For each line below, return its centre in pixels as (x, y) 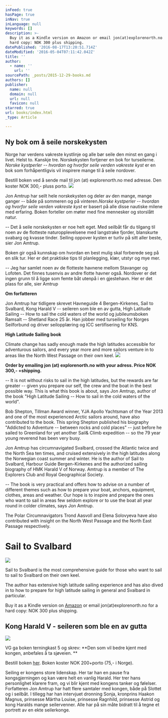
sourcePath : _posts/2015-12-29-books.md (48, 75)
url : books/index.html (29, 113)
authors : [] (18, 80)
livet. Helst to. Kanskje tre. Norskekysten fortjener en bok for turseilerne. (80, 159)
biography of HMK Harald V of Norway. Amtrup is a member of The (75, 469)
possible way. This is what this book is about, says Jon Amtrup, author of (81, 391)
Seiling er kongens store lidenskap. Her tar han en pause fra (67, 673)
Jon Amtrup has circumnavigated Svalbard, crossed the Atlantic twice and (82, 447)
